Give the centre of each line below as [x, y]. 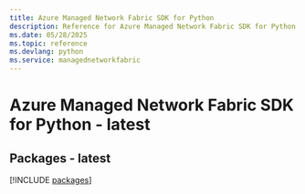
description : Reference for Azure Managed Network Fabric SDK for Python [153, 26]
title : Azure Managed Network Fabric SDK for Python [112, 18]
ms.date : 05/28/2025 [49, 35]
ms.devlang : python [47, 52]
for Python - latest [80, 125]
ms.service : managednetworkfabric [75, 60]
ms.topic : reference [49, 43]
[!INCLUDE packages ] [51, 180]
